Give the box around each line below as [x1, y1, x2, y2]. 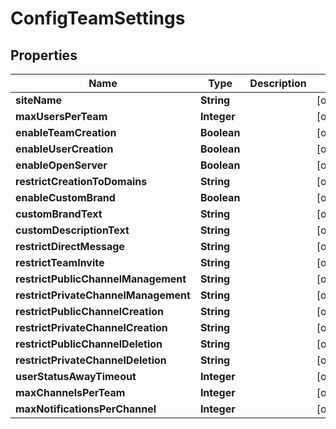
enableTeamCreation [15, 126, 117, 139]
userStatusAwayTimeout [15, 370, 137, 383]
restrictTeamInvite [15, 256, 105, 269]
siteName [15, 93, 63, 107]
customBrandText [15, 207, 103, 221]
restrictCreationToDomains [15, 175, 148, 188]
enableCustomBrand [15, 191, 116, 204]
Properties [10, 47, 78, 64]
